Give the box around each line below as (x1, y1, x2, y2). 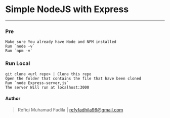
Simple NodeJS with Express (5, 4, 129, 15)
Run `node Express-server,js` (5, 80, 69, 86)
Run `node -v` (5, 44, 35, 49)
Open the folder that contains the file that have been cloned (5, 76, 142, 81)
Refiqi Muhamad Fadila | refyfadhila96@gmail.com (17, 106, 123, 112)
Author (5, 95, 21, 102)
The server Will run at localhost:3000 (5, 85, 90, 90)
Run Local (5, 60, 30, 67)
